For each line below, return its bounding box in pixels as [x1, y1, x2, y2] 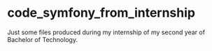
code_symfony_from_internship [7, 5, 196, 21]
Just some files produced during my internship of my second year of [7, 28, 205, 36]
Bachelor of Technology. [7, 35, 78, 43]
